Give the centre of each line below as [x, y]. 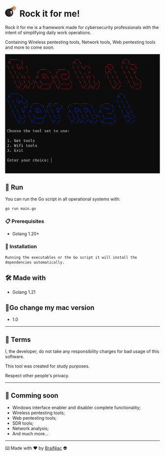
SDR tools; [23, 423]
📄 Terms [18, 339]
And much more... [30, 433]
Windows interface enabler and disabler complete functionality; [76, 407]
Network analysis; [30, 428]
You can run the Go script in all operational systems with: [63, 199]
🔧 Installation [21, 247]
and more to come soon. [30, 47]
